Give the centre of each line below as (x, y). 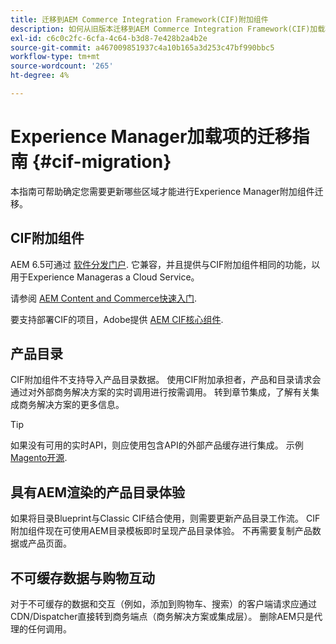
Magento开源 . (39, 458)
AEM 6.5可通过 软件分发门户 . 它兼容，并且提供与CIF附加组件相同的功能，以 (165, 264)
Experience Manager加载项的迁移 (151, 137)
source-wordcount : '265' (62, 66)
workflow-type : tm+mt (55, 57)
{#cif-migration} (101, 162)
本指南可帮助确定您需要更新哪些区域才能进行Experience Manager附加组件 (162, 191)
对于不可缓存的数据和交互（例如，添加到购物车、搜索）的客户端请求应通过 (163, 604)
